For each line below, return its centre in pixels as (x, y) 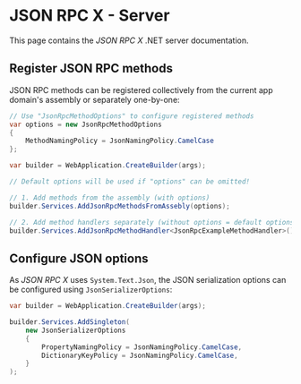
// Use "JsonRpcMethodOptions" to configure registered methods (132, 116)
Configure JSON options (79, 258)
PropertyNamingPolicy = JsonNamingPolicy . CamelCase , (142, 347)
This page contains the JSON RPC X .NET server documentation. (129, 40)
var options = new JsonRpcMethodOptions (86, 124)
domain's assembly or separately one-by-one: (95, 99)
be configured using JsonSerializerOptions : (91, 290)
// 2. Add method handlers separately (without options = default (136, 222)
